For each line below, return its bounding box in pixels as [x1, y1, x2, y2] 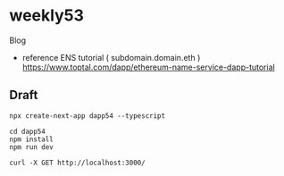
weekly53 [9, 5, 85, 26]
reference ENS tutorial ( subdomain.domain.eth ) [21, 52, 201, 63]
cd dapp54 [9, 127, 46, 136]
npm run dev [9, 142, 54, 152]
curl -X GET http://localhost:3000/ [9, 158, 146, 167]
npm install [9, 135, 54, 144]
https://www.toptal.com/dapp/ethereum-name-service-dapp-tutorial [21, 62, 275, 72]
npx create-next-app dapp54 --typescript [9, 111, 166, 121]
